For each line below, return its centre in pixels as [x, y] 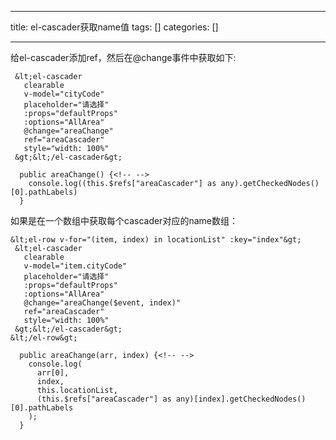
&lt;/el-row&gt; [44, 338]
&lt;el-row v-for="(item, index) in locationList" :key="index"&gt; [156, 240]
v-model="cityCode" [64, 94]
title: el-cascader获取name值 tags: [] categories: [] [114, 27]
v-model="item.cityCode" [75, 266]
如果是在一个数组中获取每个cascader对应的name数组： [124, 220]
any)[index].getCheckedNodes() [241, 399]
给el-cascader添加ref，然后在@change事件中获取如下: [123, 57]
